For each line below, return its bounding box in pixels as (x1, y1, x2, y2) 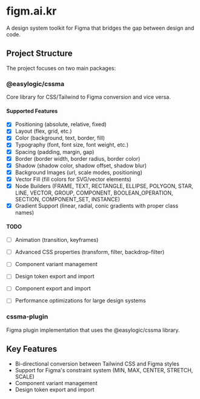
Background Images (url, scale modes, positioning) (15, 169, 142, 176)
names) (15, 209, 35, 216)
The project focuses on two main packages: (6, 64, 116, 72)
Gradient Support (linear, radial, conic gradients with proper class (15, 202, 179, 209)
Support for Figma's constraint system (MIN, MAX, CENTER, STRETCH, (15, 366, 193, 374)
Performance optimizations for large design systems (15, 297, 147, 304)
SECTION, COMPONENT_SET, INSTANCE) (15, 195, 120, 203)
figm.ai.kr (6, 4, 57, 18)
